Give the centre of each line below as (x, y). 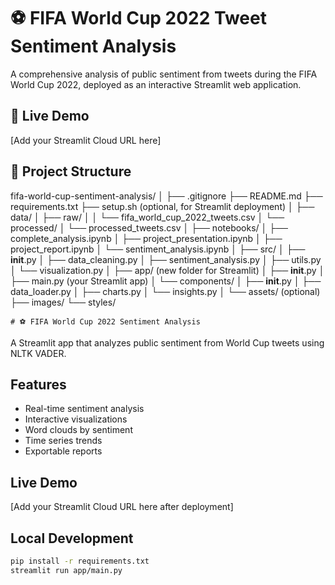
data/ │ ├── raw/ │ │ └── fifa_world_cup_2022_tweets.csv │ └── (147, 217)
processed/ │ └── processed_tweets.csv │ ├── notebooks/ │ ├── (149, 227)
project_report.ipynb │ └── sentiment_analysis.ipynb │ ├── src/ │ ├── (158, 249)
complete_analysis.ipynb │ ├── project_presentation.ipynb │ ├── (146, 238)
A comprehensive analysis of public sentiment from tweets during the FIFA (164, 74)
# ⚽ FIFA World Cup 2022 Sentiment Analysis (105, 321)
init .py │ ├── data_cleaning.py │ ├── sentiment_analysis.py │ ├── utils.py (166, 259)
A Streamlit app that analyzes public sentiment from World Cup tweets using (167, 342)
